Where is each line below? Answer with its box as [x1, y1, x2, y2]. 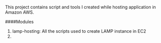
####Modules [5, 19, 34, 24]
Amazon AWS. [5, 9, 34, 15]
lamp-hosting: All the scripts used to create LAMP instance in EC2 [12, 28, 146, 34]
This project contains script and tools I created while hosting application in [5, 4, 156, 10]
